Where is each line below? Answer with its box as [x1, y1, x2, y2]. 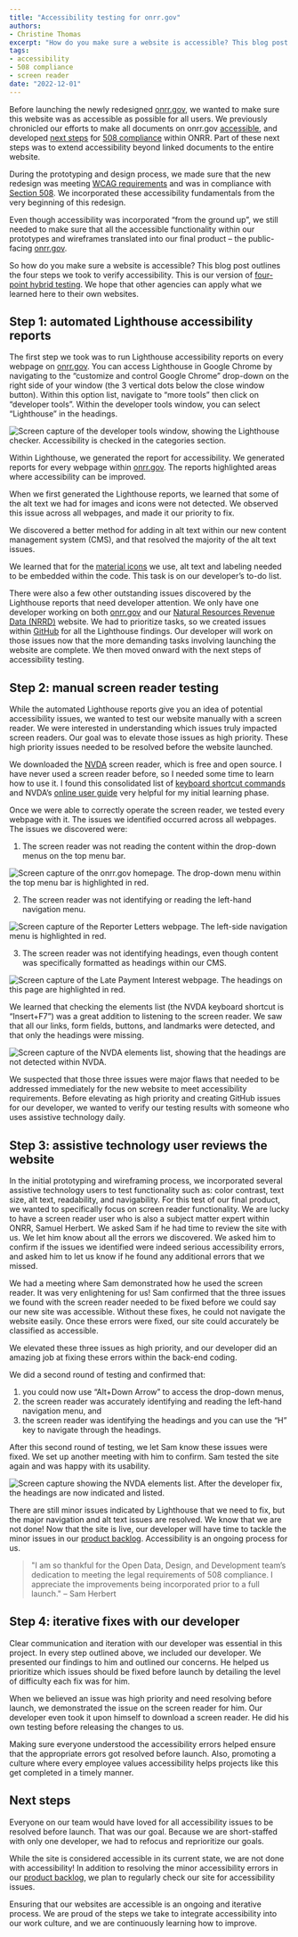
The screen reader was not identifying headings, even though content [21, 948, 278, 959]
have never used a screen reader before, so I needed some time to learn [9, 769, 274, 779]
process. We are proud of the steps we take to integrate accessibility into [9, 1908, 278, 1918]
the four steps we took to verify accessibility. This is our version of [9, 269, 254, 280]
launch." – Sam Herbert [30, 1588, 117, 1599]
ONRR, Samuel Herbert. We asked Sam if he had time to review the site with [9, 1223, 287, 1233]
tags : [9, 46, 29, 55]
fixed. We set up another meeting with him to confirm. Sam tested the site [9, 1451, 279, 1463]
